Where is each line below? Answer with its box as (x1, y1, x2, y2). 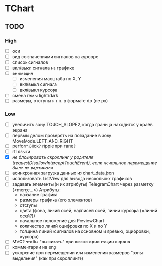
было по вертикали (12, 165, 53, 171)
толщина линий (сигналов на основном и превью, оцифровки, (19, 228, 150, 234)
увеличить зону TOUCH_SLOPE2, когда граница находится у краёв (12, 121, 153, 127)
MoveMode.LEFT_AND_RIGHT (12, 138, 73, 144)
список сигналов (12, 59, 48, 65)
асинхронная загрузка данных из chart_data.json (12, 170, 114, 176)
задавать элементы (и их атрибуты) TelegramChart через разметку (12, 181, 154, 187)
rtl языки (12, 148, 31, 154)
